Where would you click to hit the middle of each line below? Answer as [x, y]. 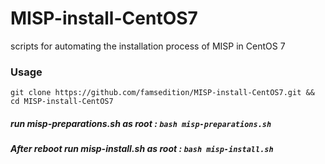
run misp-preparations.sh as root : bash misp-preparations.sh [141, 123]
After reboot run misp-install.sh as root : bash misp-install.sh [142, 149]
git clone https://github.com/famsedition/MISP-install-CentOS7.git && [162, 93]
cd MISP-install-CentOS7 [62, 102]
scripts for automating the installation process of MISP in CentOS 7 [148, 46]
